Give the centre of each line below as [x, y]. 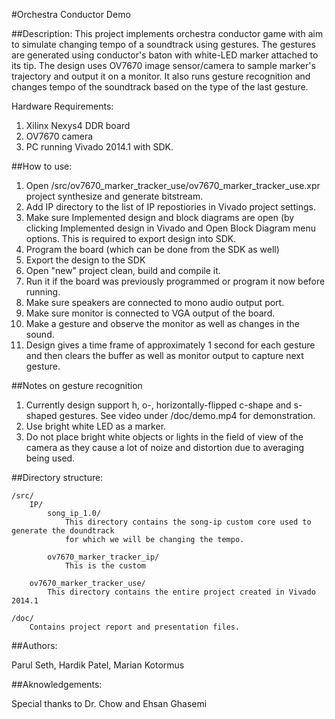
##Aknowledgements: [57, 684]
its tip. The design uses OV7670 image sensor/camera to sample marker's [163, 65]
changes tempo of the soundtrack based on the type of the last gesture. [160, 87]
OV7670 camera [59, 136]
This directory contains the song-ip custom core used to [188, 522]
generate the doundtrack [63, 531]
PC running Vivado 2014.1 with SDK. [99, 147]
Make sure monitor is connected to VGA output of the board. [150, 313]
